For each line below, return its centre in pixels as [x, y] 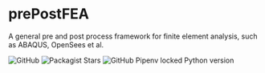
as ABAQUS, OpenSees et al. [56, 44]
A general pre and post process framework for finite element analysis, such [133, 36]
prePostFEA [49, 14]
